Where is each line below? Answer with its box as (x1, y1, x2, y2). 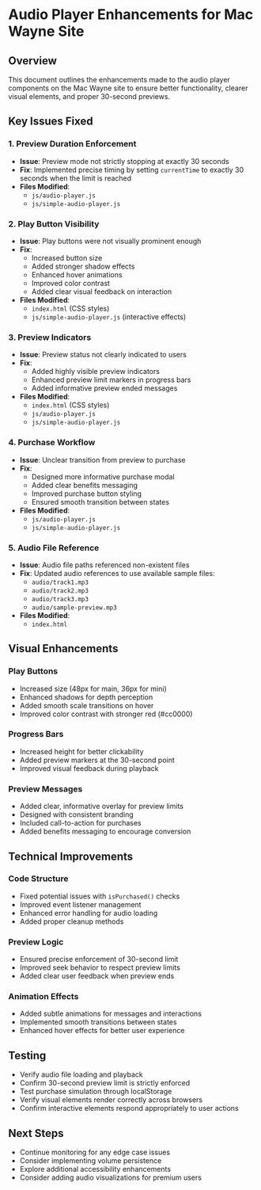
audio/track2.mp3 (31, 586, 89, 595)
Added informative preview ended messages (31, 383, 178, 393)
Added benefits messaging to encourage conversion (19, 826, 191, 837)
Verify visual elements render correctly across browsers (19, 1095, 203, 1104)
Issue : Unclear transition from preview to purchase (19, 455, 186, 464)
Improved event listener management (19, 899, 142, 909)
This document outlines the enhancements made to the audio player (8, 75, 231, 84)
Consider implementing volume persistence (19, 1156, 162, 1165)
